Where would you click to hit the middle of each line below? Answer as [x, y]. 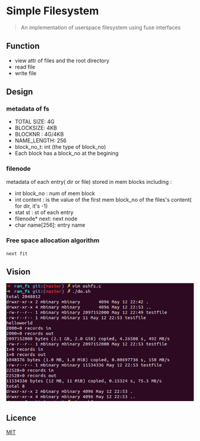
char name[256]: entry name [50, 225]
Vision [18, 272]
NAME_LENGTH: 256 [40, 140]
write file [26, 73]
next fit [17, 254]
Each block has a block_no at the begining [67, 154]
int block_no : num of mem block [55, 193]
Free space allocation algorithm [53, 240]
